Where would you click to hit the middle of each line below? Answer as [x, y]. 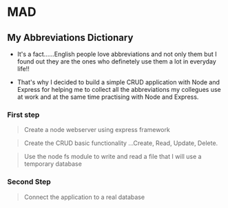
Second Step [29, 182]
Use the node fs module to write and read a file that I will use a [113, 157]
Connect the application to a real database [84, 197]
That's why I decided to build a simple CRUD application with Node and [118, 82]
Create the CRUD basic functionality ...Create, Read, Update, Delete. [121, 143]
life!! [23, 69]
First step [23, 115]
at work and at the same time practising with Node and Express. [108, 97]
